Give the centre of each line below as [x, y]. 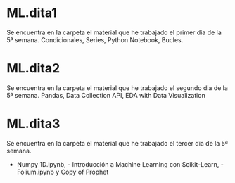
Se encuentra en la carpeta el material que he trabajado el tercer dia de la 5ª [117, 143]
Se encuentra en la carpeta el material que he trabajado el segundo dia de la [117, 88]
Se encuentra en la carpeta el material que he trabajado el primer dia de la [114, 32]
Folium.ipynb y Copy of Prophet [63, 172]
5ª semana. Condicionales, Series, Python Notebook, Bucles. [95, 39]
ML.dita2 [33, 69]
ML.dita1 [32, 13]
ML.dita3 [33, 124]
